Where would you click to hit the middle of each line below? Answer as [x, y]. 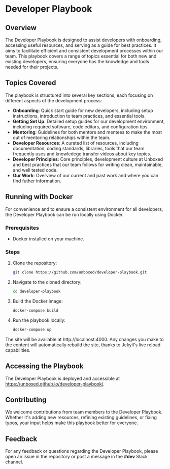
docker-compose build [35, 310]
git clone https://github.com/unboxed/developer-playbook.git [80, 272]
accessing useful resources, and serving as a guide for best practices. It [81, 45]
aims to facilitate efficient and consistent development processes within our [84, 51]
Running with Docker [39, 197]
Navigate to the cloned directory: [47, 282]
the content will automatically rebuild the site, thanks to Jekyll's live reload [83, 345]
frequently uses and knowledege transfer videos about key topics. [82, 154]
